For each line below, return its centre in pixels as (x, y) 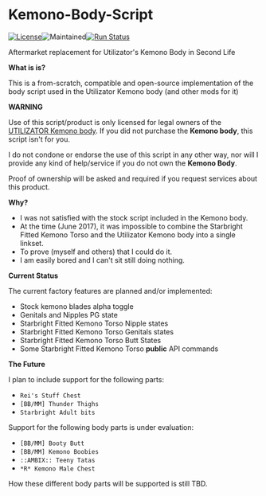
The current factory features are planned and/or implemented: (110, 291)
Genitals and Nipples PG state (68, 314)
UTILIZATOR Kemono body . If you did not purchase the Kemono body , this (131, 131)
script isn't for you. (39, 139)
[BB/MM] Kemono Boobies (59, 451)
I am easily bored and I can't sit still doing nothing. (102, 260)
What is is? (27, 67)
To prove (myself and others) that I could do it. (96, 252)
